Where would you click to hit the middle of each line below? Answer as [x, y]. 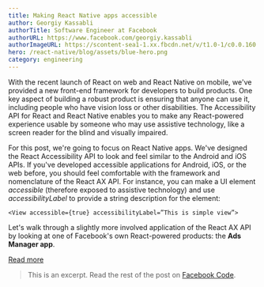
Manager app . [32, 244]
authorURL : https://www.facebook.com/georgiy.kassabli [100, 38]
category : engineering [45, 60]
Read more [26, 259]
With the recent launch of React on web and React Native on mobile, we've [130, 82]
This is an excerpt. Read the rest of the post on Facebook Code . [132, 274]
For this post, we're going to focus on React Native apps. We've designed [128, 148]
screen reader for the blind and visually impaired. [88, 132]
